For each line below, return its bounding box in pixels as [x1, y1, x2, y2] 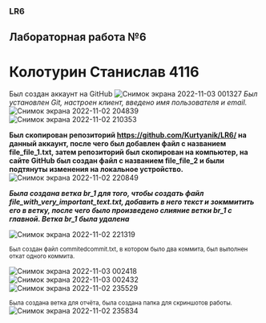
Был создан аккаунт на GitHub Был [9, 89, 258, 99]
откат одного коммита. [9, 252, 75, 260]
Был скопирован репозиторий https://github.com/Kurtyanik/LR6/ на [9, 130, 247, 140]
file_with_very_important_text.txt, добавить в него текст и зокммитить [9, 197, 255, 206]
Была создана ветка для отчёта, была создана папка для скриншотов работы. [9, 299, 233, 307]
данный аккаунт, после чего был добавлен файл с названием [9, 139, 227, 149]
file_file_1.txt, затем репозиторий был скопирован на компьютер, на [9, 147, 248, 157]
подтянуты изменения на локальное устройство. [9, 165, 183, 174]
